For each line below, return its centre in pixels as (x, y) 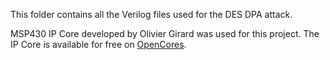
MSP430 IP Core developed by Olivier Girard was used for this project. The (165, 33)
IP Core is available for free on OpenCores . (98, 44)
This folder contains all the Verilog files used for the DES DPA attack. (151, 14)
